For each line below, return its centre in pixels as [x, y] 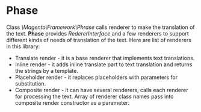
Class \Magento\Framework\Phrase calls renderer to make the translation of [101, 27]
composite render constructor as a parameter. [72, 102]
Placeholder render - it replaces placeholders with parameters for [96, 77]
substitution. [30, 83]
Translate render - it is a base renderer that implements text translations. [105, 58]
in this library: [23, 46]
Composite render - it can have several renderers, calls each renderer [101, 90]
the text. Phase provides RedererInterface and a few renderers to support [97, 33]
